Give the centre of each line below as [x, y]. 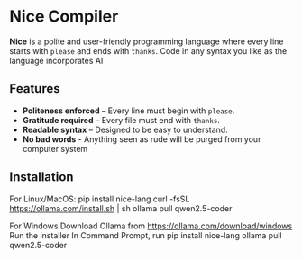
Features [35, 89]
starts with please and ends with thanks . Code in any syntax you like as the [148, 50]
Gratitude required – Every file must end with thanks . [121, 120]
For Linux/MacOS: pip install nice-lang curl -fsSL [100, 199]
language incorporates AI [56, 60]
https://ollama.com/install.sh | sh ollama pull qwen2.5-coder [121, 208]
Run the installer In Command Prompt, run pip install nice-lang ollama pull [146, 235]
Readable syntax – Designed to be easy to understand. [125, 129]
